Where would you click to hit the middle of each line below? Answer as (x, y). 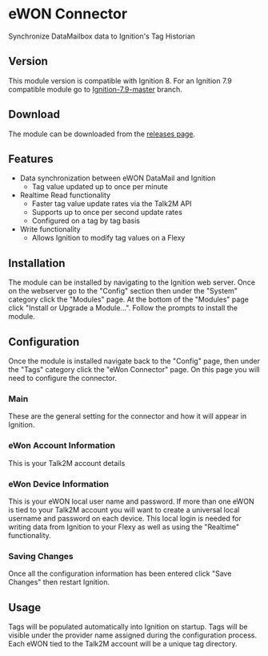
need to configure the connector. (63, 378)
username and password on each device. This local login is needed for (125, 518)
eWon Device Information (59, 484)
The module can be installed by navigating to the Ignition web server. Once (132, 282)
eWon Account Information (62, 446)
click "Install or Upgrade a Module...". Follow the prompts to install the (123, 308)
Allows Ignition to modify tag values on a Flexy (108, 238)
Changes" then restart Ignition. (59, 582)
